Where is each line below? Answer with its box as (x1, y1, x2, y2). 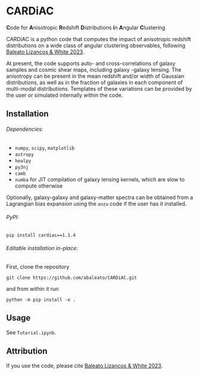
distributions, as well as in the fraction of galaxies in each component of (6, 79, 183, 86)
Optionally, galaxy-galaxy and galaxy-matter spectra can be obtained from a (6, 193, 194, 201)
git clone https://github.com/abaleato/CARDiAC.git (6, 275, 137, 281)
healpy (14, 158, 32, 164)
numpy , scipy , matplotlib (14, 144, 74, 151)
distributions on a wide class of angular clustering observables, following (6, 42, 186, 49)
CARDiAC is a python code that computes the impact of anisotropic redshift (6, 35, 192, 42)
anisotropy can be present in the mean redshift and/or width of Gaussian (6, 72, 185, 79)
